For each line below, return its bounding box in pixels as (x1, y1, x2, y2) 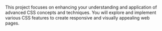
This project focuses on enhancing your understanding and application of (5, 4, 157, 10)
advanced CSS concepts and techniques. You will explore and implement (5, 9, 156, 15)
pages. (5, 20, 20, 26)
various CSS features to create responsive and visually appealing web (5, 15, 150, 20)
